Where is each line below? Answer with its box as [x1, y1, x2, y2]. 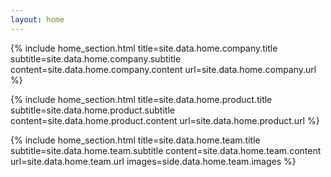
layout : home [10, 14, 65, 25]
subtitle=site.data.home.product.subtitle [10, 104, 175, 116]
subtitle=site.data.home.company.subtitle [10, 52, 182, 65]
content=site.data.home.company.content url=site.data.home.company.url [10, 63, 317, 75]
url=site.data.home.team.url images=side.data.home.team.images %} [10, 155, 297, 167]
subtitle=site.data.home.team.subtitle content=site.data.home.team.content [10, 144, 322, 156]
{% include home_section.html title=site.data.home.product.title [10, 93, 273, 105]
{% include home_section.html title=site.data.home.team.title [10, 134, 261, 146]
